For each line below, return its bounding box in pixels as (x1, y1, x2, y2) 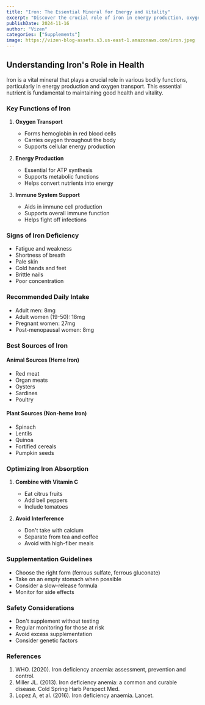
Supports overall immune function (24, 210, 110, 217)
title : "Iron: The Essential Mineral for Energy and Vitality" (6, 9, 171, 15)
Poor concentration (15, 277, 64, 285)
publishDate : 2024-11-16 (6, 20, 70, 26)
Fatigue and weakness (15, 245, 72, 252)
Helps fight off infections (24, 216, 87, 223)
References (6, 652, 41, 660)
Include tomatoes (24, 503, 68, 510)
